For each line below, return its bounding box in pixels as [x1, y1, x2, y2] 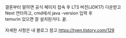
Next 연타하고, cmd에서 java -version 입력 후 [5, 10, 93, 16]
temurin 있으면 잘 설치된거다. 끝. [5, 16, 68, 22]
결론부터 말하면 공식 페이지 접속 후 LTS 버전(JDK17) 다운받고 [5, 4, 121, 10]
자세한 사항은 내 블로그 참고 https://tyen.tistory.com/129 [5, 27, 115, 33]
